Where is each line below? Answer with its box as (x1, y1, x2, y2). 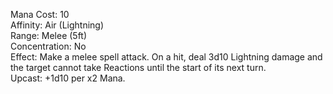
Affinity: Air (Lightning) (10, 19, 105, 31)
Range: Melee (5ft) (10, 30, 88, 41)
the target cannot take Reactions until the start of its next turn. (10, 62, 267, 73)
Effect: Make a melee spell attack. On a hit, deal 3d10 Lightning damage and (10, 51, 323, 63)
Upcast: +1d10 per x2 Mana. (10, 72, 126, 84)
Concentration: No (10, 40, 87, 52)
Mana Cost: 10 (10, 9, 70, 20)
